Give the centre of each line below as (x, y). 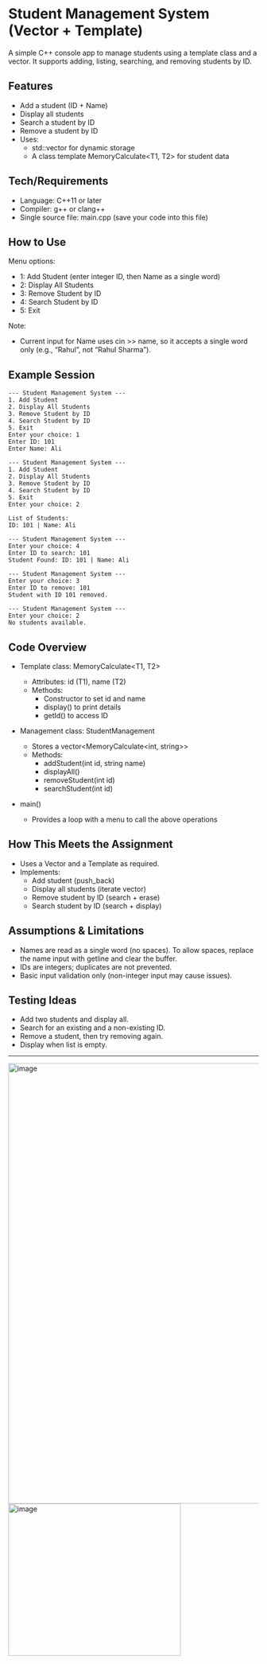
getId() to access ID (76, 715)
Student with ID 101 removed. (58, 595)
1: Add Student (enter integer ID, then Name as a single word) (120, 277)
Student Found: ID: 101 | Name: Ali (69, 560)
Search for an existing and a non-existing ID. (92, 1028)
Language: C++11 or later (61, 200)
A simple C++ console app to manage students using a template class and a (133, 52)
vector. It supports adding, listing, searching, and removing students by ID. (130, 61)
